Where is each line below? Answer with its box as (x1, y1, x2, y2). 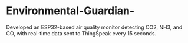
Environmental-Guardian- (6, 4, 135, 18)
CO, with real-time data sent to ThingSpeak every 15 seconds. (6, 29, 157, 37)
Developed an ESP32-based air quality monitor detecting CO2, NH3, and (6, 24, 183, 31)
